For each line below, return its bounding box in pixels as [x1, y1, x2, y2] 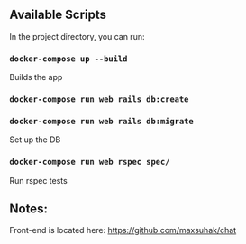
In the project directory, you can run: [9, 31, 145, 41]
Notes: [9, 202, 48, 217]
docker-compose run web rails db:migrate [9, 116, 194, 126]
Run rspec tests [9, 175, 68, 185]
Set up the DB [9, 134, 61, 145]
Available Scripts [9, 7, 106, 23]
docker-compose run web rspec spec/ [9, 157, 170, 167]
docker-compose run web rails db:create [9, 95, 189, 104]
